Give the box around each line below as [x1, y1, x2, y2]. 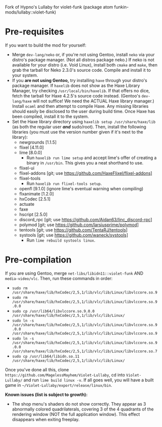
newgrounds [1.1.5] [19, 139, 57, 145]
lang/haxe [12, 99, 32, 104]
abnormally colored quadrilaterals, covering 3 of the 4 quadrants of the [12, 406, 154, 412]
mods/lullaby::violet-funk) [5, 9, 57, 15]
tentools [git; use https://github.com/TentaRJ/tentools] [19, 227, 128, 232]
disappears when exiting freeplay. [12, 416, 80, 422]
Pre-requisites [5, 26, 64, 37]
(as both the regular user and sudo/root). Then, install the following [12, 124, 147, 130]
